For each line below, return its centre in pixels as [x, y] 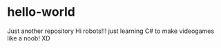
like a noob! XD [29, 38]
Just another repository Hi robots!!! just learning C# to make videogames [111, 31]
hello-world [41, 12]
